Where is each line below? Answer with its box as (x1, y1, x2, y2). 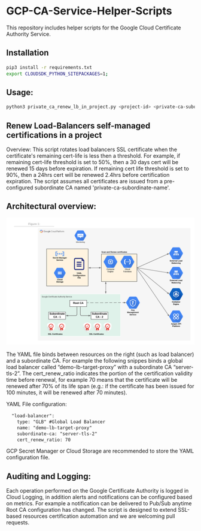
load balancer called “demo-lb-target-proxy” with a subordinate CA (6, 364, 172, 371)
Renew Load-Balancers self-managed (6, 120, 151, 131)
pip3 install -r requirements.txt (6, 64, 93, 70)
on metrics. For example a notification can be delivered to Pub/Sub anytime (6, 500, 192, 507)
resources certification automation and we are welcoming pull (23, 512, 175, 520)
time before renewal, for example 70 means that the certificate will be (6, 376, 178, 384)
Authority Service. (6, 30, 51, 37)
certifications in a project (6, 130, 102, 140)
